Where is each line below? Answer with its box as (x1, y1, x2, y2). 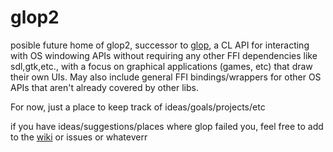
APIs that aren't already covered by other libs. (10, 81, 199, 93)
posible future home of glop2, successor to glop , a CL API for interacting (10, 39, 310, 51)
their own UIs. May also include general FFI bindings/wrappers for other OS (10, 71, 322, 83)
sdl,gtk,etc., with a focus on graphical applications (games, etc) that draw (10, 60, 313, 72)
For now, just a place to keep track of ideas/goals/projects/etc (10, 101, 266, 113)
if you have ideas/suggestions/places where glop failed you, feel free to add (10, 120, 324, 132)
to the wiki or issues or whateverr (10, 131, 148, 143)
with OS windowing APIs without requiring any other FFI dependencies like (10, 49, 318, 61)
